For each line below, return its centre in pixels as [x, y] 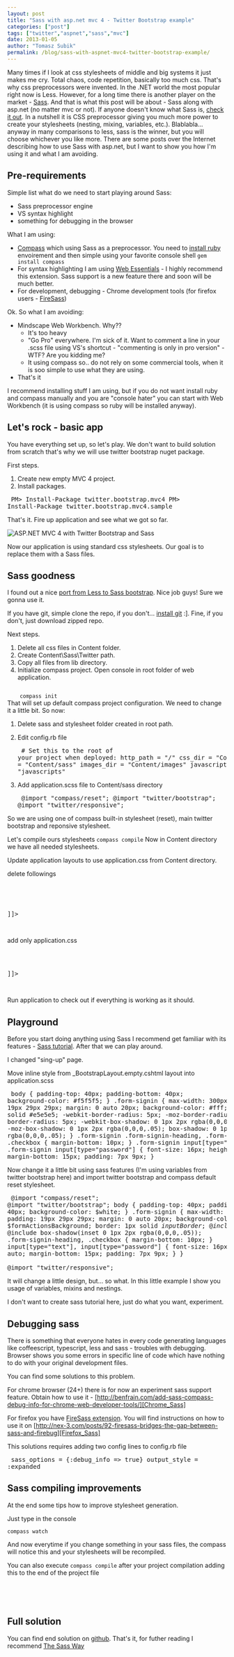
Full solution [34, 1622]
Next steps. [24, 634]
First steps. [23, 465]
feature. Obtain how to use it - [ [52, 1397]
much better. [36, 284]
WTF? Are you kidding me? [67, 355]
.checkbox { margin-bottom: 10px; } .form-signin [94, 1143]
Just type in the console [42, 1518]
